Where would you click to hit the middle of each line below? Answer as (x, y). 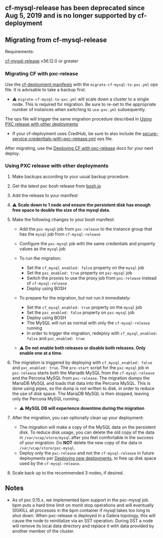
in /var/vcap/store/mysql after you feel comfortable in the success (86, 437)
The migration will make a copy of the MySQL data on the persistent (88, 427)
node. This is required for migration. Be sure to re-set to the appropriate (84, 104)
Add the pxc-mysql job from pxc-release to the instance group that (86, 229)
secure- (150, 133)
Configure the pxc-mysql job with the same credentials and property (87, 243)
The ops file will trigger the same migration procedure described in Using (78, 119)
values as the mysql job (42, 249)
